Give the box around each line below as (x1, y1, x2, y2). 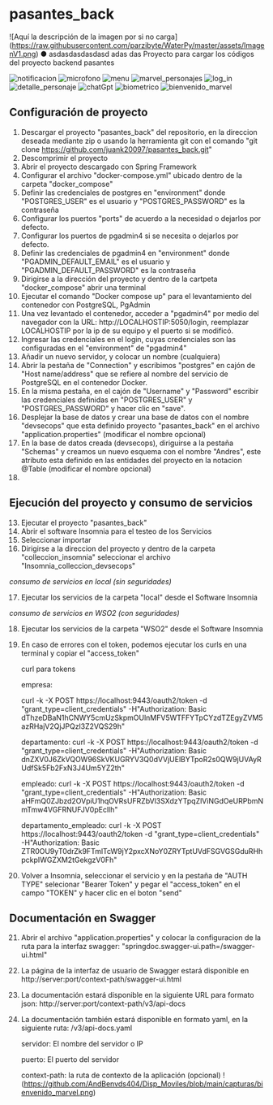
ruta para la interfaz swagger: (20, 942, 121, 951)
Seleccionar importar (20, 535, 92, 544)
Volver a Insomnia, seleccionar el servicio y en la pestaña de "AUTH (20, 870, 248, 880)
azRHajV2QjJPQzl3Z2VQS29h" (20, 721, 125, 731)
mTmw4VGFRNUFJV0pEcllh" (20, 804, 118, 814)
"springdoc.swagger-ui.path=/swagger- (122, 942, 256, 951)
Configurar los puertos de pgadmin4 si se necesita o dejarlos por (20, 231, 239, 240)
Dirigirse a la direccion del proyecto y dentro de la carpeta (20, 544, 215, 553)
